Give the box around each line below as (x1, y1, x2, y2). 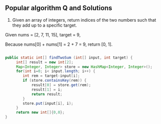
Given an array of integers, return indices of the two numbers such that (12, 17, 156, 23)
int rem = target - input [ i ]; (23, 73, 80, 78)
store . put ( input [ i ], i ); (23, 101, 74, 106)
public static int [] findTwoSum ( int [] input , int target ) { (5, 55, 133, 60)
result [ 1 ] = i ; (31, 87, 63, 92)
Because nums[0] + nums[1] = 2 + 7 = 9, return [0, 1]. (5, 41, 113, 47)
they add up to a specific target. (12, 22, 77, 28)
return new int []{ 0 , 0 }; (16, 110, 65, 115)
